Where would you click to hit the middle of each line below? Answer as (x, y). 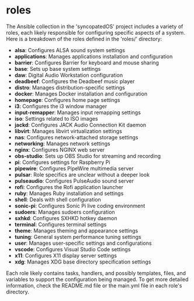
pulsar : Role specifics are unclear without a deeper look (82, 175)
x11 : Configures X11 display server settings (65, 255)
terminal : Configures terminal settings (60, 224)
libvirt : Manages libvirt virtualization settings (68, 131)
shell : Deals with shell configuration (58, 199)
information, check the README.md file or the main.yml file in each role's (94, 285)
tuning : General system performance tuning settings (78, 237)
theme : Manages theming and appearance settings (76, 230)
